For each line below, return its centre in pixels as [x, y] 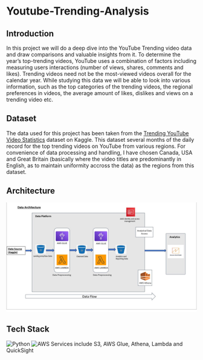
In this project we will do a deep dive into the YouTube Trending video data [99, 48]
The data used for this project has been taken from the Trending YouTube [98, 133]
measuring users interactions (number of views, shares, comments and [95, 67]
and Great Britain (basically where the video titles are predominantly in [94, 159]
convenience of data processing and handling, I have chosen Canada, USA [99, 152]
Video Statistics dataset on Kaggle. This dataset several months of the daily [100, 139]
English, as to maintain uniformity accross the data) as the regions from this [100, 165]
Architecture [31, 191]
